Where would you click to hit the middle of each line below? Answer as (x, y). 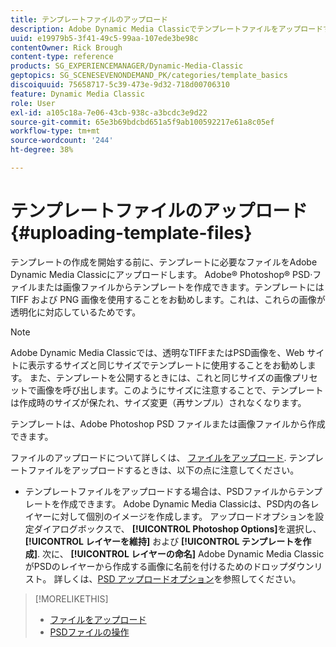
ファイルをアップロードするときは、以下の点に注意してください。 (163, 470)
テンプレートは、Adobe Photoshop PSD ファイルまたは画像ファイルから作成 (168, 423)
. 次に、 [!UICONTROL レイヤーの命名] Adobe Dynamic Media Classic (181, 553)
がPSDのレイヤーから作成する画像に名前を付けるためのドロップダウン (169, 566)
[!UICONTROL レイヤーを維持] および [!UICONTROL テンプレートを (163, 541)
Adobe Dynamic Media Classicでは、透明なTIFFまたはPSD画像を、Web (157, 352)
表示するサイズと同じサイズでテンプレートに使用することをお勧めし (167, 365)
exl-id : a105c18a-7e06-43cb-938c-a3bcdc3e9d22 (109, 112)
